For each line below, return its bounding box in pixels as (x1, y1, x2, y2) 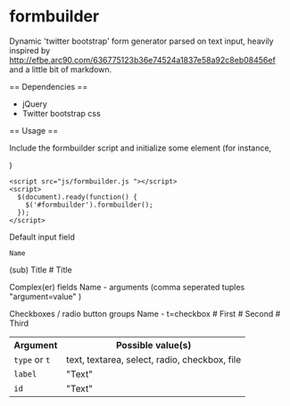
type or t (13, 353, 51, 366)
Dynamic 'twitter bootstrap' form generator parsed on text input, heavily (9, 36, 274, 46)
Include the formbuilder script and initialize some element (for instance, (9, 142, 272, 153)
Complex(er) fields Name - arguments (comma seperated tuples (9, 281, 245, 292)
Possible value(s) (115, 338, 192, 351)
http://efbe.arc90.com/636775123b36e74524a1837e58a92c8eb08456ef (9, 54, 277, 65)
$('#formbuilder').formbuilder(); (25, 200, 153, 209)
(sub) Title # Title (9, 264, 73, 275)
